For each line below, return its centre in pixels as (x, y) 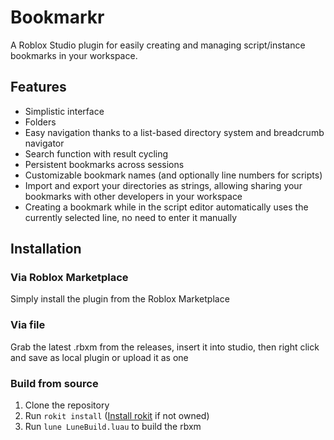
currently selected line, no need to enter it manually (131, 217)
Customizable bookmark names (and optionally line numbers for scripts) (173, 175)
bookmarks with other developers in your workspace (133, 196)
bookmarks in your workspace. (74, 55)
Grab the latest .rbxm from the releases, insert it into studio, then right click (165, 347)
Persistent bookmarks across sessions (104, 164)
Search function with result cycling (96, 153)
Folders (40, 122)
